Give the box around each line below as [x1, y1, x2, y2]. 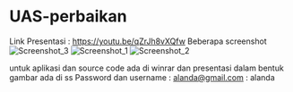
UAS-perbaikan [9, 6, 127, 27]
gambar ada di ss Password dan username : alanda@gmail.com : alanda [9, 71, 275, 82]
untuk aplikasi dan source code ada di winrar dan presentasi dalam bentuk [9, 63, 284, 73]
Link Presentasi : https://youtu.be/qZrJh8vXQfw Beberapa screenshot [9, 36, 267, 46]
